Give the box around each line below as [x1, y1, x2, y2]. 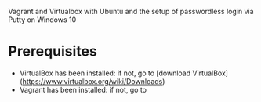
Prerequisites [8, 42, 98, 60]
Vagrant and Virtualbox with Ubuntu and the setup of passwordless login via [8, 7, 254, 16]
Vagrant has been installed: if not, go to [19, 85, 147, 94]
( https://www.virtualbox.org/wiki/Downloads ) [19, 76, 165, 86]
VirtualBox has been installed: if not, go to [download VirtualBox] [19, 68, 229, 78]
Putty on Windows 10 [8, 15, 77, 24]
